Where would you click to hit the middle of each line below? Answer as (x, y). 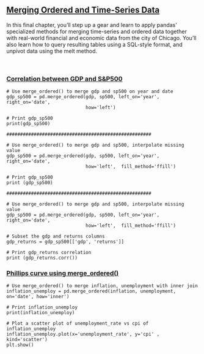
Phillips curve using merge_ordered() (63, 274)
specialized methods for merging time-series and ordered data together (97, 31)
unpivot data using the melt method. (52, 51)
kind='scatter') (27, 340)
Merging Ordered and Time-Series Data (83, 10)
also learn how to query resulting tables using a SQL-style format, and (95, 44)
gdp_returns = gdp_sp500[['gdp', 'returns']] (65, 242)
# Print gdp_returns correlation (49, 253)
